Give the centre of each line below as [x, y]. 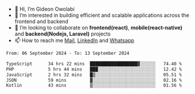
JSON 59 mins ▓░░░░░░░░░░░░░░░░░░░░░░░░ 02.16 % [94, 80]
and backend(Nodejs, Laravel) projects [63, 34]
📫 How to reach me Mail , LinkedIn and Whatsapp [74, 40]
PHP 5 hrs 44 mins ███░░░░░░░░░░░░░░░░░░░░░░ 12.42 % [94, 69]
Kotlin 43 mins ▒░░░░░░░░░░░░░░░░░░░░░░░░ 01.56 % [94, 86]
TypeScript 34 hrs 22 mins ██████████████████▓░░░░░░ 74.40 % [94, 64]
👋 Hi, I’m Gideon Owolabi [45, 9]
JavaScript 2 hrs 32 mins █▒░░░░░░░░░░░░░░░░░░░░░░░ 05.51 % [94, 75]
